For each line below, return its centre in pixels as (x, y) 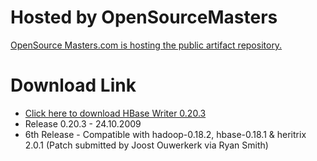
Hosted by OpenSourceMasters (144, 17)
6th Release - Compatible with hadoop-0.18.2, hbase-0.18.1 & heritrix (165, 134)
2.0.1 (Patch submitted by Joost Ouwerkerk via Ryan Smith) (146, 145)
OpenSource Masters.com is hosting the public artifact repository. (146, 45)
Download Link (73, 85)
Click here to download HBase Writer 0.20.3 (115, 113)
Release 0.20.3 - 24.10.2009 (83, 123)
